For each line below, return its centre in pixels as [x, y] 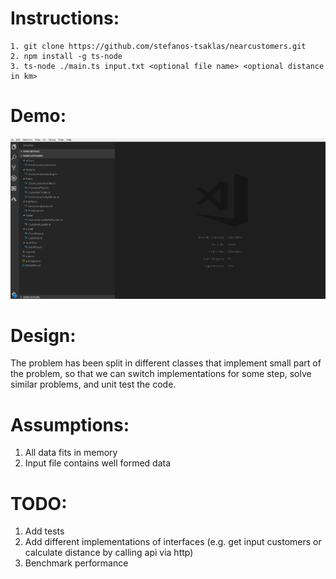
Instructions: [65, 18]
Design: [43, 335]
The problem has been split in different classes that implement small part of [166, 363]
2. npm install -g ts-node [66, 56]
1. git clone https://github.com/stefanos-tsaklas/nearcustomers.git [158, 46]
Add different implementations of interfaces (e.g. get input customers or [173, 542]
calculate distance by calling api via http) [109, 553]
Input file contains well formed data [98, 463]
